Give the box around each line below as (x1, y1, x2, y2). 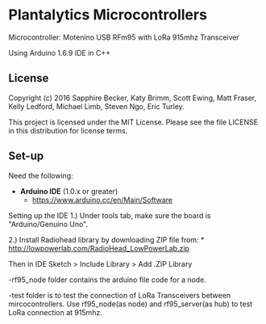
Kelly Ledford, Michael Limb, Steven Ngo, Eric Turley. (8, 101, 185, 111)
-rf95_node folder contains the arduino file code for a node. (8, 275, 207, 284)
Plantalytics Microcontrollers (8, 6, 208, 24)
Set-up (8, 149, 44, 163)
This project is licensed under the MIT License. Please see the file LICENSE (8, 117, 259, 127)
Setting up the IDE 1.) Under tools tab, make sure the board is (8, 210, 211, 220)
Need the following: (8, 170, 74, 180)
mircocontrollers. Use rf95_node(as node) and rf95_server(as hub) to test (8, 299, 253, 309)
